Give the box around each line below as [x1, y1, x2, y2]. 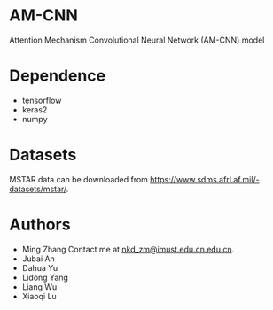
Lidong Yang [21, 272, 69, 283]
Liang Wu [21, 281, 58, 292]
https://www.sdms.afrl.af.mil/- [150, 174, 260, 184]
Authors [9, 214, 71, 235]
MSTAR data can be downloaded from [9, 174, 149, 184]
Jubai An [21, 253, 55, 264]
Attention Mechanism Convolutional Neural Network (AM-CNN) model [9, 35, 265, 45]
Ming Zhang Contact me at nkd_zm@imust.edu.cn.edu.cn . [21, 244, 235, 254]
